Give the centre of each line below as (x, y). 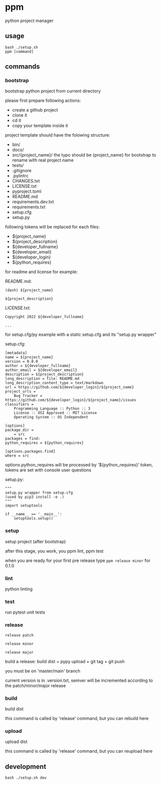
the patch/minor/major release (35, 685)
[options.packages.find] (30, 452)
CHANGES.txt (26, 181)
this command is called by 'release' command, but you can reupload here (79, 751)
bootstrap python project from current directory (53, 91)
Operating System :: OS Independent (51, 417)
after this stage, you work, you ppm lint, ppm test (54, 551)
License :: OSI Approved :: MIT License (55, 413)
